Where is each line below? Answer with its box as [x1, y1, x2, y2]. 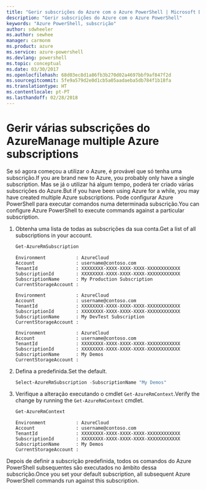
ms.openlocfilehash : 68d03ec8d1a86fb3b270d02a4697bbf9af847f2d [6, 72, 172, 78]
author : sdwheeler [6, 26, 53, 33]
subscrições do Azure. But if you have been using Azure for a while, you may [6, 187, 200, 194]
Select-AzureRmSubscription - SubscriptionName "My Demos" [15, 379, 167, 386]
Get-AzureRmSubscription [15, 243, 79, 249]
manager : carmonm [6, 37, 51, 44]
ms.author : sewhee [6, 32, 53, 38]
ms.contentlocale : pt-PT [6, 89, 70, 95]
